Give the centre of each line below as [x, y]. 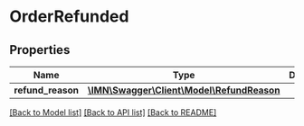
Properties [40, 50]
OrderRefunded [69, 17]
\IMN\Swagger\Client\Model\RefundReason [184, 90]
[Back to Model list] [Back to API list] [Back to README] [113, 112]
